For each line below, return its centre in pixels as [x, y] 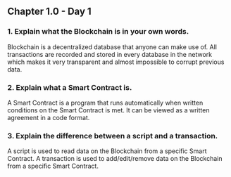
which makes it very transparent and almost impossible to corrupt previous [116, 62]
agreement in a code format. [49, 117]
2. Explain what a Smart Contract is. [70, 87]
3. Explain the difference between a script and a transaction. [113, 136]
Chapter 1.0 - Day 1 [49, 12]
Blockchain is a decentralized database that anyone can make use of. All [112, 47]
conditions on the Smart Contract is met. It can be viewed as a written [108, 110]
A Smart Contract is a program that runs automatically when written [105, 103]
